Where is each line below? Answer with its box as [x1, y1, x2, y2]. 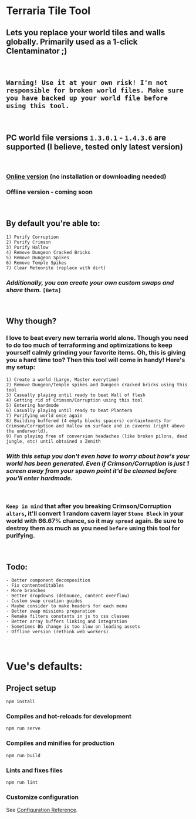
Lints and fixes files [6, 766, 63, 774]
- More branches [6, 588, 46, 594]
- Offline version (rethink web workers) [6, 629, 109, 635]
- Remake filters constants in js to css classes [6, 613, 130, 620]
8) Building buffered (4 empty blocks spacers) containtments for [6, 417, 172, 424]
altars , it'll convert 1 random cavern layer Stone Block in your [6, 509, 184, 517]
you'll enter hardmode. [6, 474, 73, 482]
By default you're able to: [6, 219, 100, 229]
